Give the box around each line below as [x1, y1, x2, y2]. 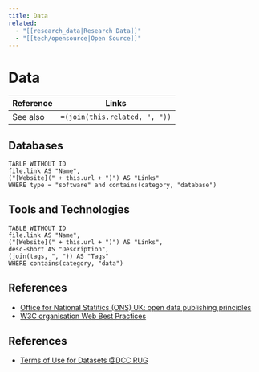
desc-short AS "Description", [8, 245, 110, 253]
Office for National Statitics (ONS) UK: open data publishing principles [19, 302, 252, 312]
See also [12, 112, 46, 123]
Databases [8, 138, 64, 153]
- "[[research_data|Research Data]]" [15, 27, 142, 35]
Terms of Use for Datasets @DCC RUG [19, 355, 148, 366]
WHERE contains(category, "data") [8, 259, 124, 268]
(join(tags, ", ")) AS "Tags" [8, 252, 110, 260]
